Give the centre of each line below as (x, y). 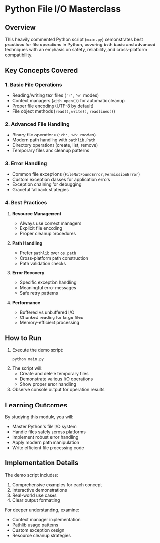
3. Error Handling (26, 163)
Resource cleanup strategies (41, 535)
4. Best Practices (26, 203)
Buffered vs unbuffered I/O (47, 312)
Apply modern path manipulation (46, 442)
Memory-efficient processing (50, 322)
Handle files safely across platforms (49, 432)
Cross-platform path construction (54, 258)
